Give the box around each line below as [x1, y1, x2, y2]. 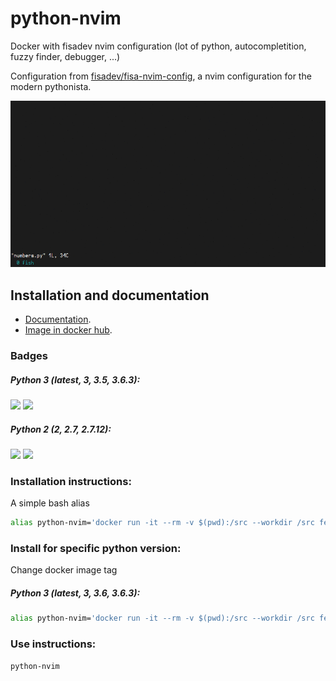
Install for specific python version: [10, 542, 182, 556]
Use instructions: [10, 637, 97, 651]
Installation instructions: [10, 474, 132, 488]
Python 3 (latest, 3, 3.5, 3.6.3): [10, 373, 141, 386]
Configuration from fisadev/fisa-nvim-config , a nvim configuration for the [10, 70, 312, 82]
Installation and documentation [10, 287, 210, 304]
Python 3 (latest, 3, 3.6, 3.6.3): [10, 587, 141, 599]
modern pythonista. [10, 80, 92, 92]
